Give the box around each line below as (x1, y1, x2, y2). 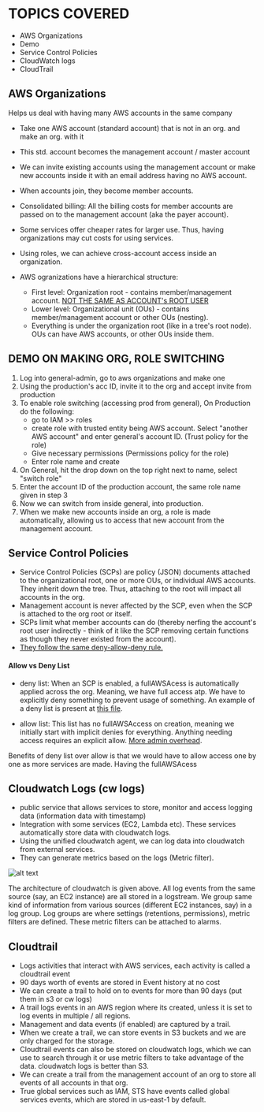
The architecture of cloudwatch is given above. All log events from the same (8, 883, 256, 893)
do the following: (19, 407, 75, 416)
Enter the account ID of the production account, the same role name (19, 482, 241, 491)
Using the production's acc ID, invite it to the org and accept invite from (19, 381, 252, 391)
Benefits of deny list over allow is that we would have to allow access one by (8, 750, 257, 761)
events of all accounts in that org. (19, 1078, 128, 1088)
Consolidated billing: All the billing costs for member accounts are (19, 201, 234, 210)
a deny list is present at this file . (19, 703, 123, 713)
